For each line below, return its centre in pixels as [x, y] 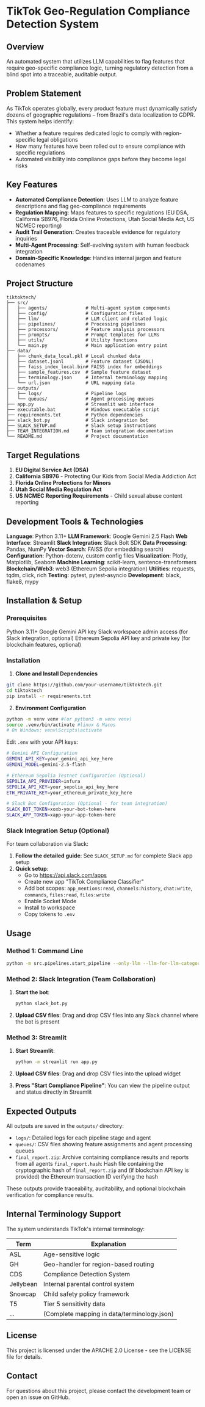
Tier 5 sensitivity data [74, 1304]
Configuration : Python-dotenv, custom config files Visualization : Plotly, [97, 556]
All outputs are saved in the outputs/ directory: [65, 1126]
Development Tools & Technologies [75, 521]
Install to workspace [49, 907]
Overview [25, 47]
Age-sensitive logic [72, 1254]
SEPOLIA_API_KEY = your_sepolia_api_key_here [63, 787]
